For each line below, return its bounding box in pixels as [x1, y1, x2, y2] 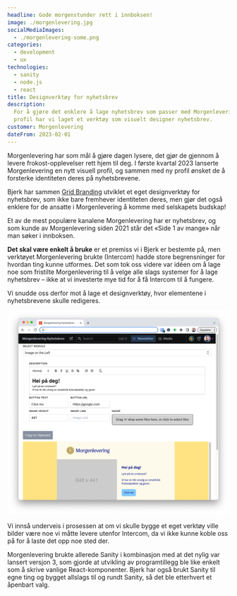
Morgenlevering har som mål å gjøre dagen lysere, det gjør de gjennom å [7, 151, 219, 159]
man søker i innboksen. [7, 231, 75, 240]
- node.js [13, 79, 42, 86]
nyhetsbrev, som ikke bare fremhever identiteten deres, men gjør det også [7, 195, 223, 203]
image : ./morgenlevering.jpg [7, 18, 93, 26]
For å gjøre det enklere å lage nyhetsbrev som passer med [13, 108, 191, 116]
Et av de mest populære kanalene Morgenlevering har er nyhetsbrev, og [7, 216, 217, 224]
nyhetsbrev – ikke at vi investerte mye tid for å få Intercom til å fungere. [7, 275, 214, 283]
